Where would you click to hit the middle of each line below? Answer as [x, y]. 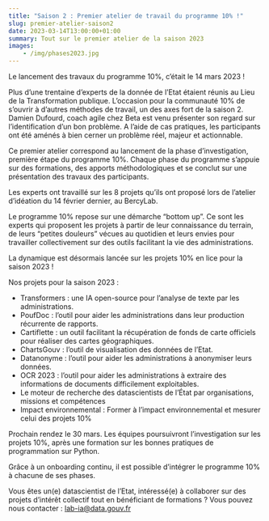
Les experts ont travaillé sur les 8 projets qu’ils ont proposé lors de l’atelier [132, 192]
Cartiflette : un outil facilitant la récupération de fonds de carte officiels [138, 332]
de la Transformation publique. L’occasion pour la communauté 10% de [127, 101]
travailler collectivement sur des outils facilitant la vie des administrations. [131, 242]
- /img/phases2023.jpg [61, 53]
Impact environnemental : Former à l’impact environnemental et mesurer [140, 410]
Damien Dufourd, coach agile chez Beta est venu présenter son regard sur [132, 118]
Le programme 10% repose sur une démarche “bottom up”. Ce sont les [126, 216]
